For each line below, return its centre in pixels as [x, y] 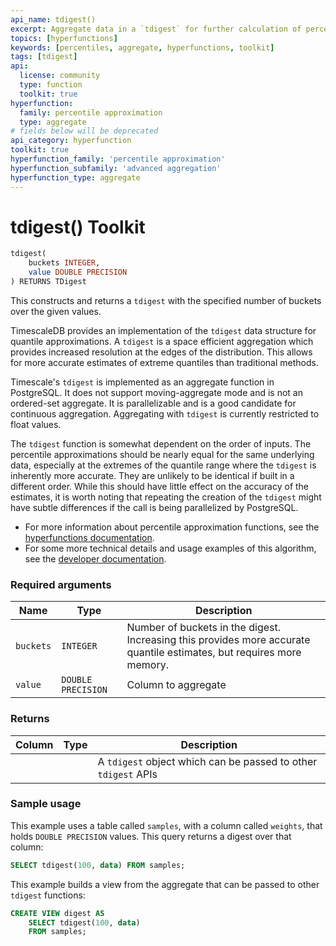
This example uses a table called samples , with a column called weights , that [166, 825]
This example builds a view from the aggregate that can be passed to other [165, 884]
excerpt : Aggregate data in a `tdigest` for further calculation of [156, 29]
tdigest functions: [48, 895]
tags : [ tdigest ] [44, 57]
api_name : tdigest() [53, 19]
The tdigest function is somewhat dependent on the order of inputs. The [161, 443]
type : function [51, 85]
